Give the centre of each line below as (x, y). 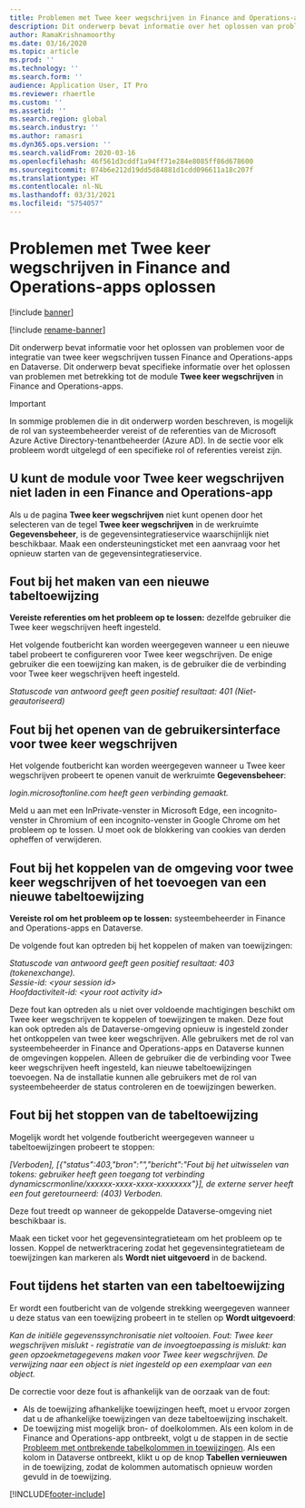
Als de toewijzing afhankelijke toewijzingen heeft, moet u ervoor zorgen (156, 1409)
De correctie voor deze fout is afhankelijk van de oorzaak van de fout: (140, 1391)
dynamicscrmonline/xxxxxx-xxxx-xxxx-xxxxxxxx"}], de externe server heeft (152, 1183)
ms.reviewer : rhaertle (52, 94)
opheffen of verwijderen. (56, 840)
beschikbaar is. (38, 1220)
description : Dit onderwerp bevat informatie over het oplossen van (142, 26)
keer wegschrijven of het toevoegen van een (138, 882)
